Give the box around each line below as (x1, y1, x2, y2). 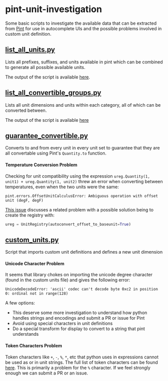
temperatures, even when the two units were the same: (5, 184, 119, 190)
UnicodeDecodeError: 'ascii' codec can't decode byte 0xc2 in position (5, 287, 158, 292)
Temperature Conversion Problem (5, 162, 78, 168)
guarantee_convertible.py (5, 131, 88, 140)
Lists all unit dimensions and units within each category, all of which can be (5, 102, 161, 108)
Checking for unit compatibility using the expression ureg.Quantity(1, (5, 173, 150, 179)
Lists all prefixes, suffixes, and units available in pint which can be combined (5, 59, 163, 65)
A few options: (5, 300, 35, 306)
